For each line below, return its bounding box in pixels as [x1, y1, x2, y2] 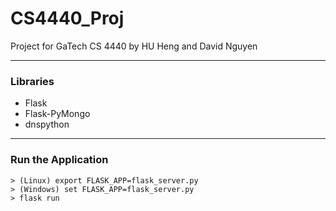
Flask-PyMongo [24, 108, 91, 120]
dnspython [24, 118, 70, 131]
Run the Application [10, 153, 109, 167]
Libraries [10, 74, 55, 88]
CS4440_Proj [10, 7, 125, 30]
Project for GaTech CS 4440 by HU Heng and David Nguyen [10, 40, 258, 52]
